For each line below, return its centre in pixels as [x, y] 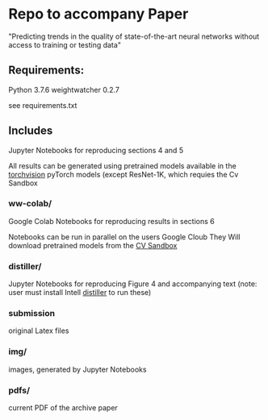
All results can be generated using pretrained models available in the [122, 165]
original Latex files [39, 331]
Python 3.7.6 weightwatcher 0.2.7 [64, 89]
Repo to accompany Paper [98, 14]
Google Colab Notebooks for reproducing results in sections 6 [112, 221]
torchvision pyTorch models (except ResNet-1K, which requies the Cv [124, 174]
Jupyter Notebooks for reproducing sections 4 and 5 [96, 150]
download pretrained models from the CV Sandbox [93, 245]
